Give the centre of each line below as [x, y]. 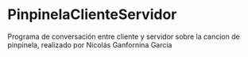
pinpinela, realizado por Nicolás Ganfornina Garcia [90, 44]
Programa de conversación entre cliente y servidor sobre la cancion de [124, 36]
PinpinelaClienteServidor [92, 15]
